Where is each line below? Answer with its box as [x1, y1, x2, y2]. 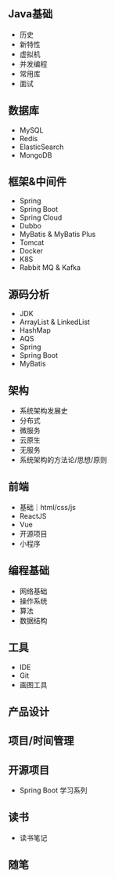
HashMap [19, 326, 51, 335]
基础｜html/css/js [19, 502, 76, 512]
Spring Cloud [19, 213, 63, 222]
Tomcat [19, 238, 45, 247]
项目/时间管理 [8, 734, 74, 748]
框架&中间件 [8, 175, 67, 188]
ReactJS [19, 511, 47, 520]
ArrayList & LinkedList [19, 317, 90, 327]
